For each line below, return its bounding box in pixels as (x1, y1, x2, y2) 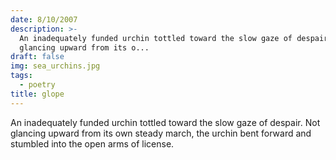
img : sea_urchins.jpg (10, 61, 101, 71)
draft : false (10, 52, 65, 62)
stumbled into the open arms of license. (10, 137, 175, 150)
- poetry (19, 80, 56, 90)
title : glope (10, 89, 65, 99)
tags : (10, 71, 33, 81)
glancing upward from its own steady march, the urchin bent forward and (10, 127, 312, 139)
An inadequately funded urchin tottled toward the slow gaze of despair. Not (10, 116, 321, 128)
